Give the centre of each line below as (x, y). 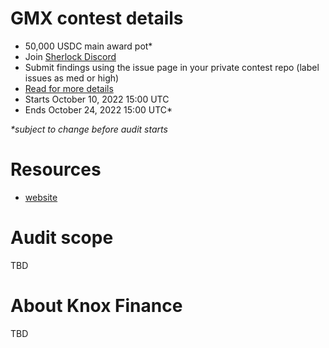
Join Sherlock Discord (70, 56)
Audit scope (62, 238)
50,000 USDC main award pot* (88, 46)
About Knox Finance (96, 306)
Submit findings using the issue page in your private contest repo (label (172, 67)
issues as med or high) (72, 78)
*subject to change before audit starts (89, 129)
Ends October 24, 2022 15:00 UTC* (98, 109)
